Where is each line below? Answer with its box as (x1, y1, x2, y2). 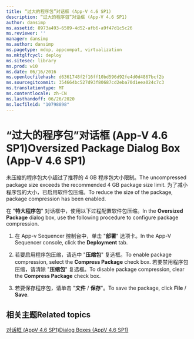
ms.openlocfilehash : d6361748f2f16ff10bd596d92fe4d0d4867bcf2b (6, 74, 165, 80)
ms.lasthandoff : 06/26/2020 (6, 96, 75, 102)
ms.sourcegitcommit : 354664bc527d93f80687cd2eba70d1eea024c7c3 (6, 80, 165, 86)
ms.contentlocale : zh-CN (6, 90, 67, 96)
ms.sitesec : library (6, 58, 57, 63)
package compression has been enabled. (6, 195, 106, 203)
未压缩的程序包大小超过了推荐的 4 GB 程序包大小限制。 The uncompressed (6, 174, 187, 181)
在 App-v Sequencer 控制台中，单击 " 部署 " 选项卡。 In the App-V (14, 233, 172, 240)
